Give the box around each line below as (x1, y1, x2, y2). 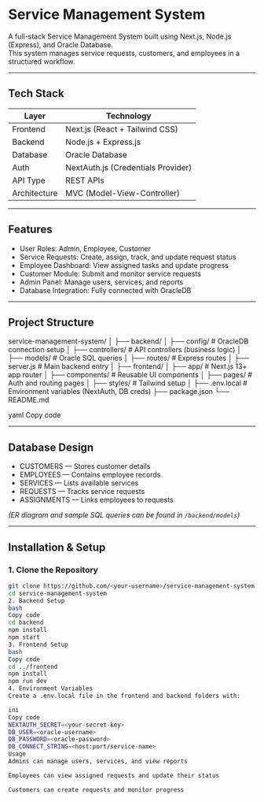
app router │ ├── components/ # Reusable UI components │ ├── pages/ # (8, 370, 253, 380)
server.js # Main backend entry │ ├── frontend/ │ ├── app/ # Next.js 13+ (8, 362, 247, 371)
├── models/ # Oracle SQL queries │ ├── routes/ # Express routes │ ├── (8, 353, 250, 363)
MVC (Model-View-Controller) (65, 188, 181, 199)
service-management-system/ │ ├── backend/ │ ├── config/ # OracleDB (8, 336, 249, 346)
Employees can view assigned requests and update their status (8, 771, 220, 779)
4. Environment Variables (8, 685, 93, 692)
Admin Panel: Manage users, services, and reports (19, 277, 184, 287)
